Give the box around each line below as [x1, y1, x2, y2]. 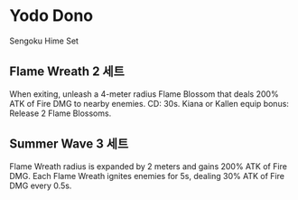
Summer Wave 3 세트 [9, 137, 129, 152]
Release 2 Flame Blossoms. [9, 108, 112, 119]
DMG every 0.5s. [9, 180, 72, 191]
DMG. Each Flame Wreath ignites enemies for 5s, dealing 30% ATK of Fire [9, 170, 284, 181]
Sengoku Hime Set [9, 35, 79, 46]
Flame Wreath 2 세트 [9, 64, 125, 80]
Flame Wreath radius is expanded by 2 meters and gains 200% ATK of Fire [9, 160, 287, 172]
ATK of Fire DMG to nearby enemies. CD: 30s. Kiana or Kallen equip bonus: [9, 98, 289, 109]
